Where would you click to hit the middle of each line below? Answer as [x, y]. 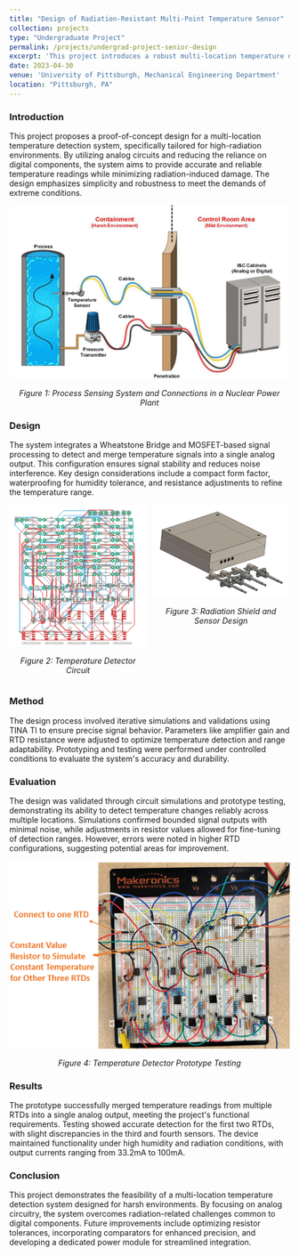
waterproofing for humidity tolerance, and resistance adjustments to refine [146, 483]
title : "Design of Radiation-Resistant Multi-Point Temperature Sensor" [147, 19]
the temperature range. [52, 492]
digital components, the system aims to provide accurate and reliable [136, 165]
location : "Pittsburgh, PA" [61, 85]
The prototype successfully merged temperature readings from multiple [141, 1106]
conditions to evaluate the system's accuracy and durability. [119, 758]
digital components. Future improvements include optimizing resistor [135, 1223]
